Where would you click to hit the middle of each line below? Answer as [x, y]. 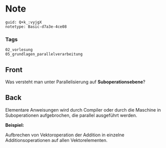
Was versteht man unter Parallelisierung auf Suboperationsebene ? [75, 82]
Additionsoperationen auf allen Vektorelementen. [56, 140]
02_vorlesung [19, 50]
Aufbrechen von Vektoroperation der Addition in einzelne [65, 135]
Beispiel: [15, 125]
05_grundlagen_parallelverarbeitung [44, 54]
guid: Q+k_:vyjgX [24, 22]
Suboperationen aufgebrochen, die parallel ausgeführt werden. [71, 115]
